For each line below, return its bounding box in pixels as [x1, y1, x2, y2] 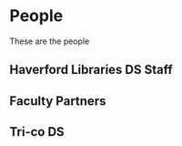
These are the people [9, 36, 90, 47]
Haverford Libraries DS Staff [9, 62, 173, 78]
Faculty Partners [9, 93, 106, 109]
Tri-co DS [9, 124, 66, 140]
